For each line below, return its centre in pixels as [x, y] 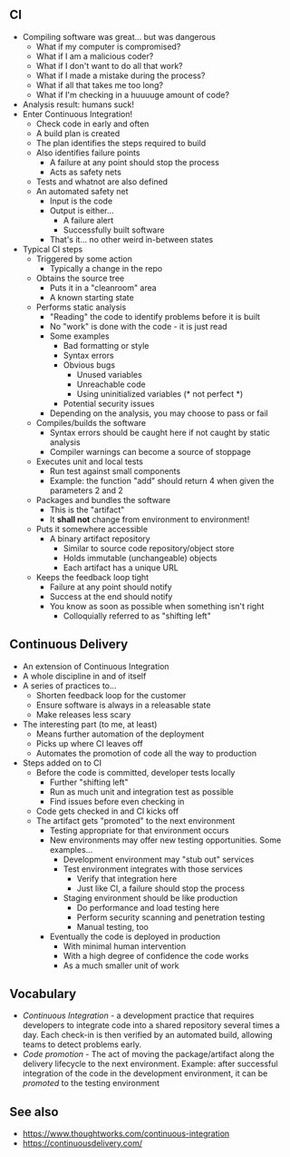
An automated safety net [82, 191]
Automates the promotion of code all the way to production [146, 753]
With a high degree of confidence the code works [156, 955]
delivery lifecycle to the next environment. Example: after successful [150, 1064]
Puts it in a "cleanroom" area [103, 287]
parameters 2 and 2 [87, 490]
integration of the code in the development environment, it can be [145, 1073]
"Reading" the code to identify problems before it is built [155, 316]
